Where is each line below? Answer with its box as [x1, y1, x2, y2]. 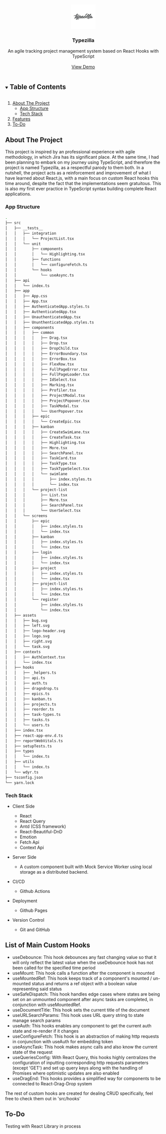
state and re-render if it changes [12, 1028, 79, 1034]
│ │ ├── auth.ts [5, 681, 48, 686]
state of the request [12, 1049, 53, 1055]
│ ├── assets [5, 613, 37, 618]
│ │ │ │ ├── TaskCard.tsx [5, 456, 77, 461]
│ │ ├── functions [5, 257, 61, 262]
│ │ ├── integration [5, 231, 56, 236]
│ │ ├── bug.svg [5, 618, 48, 623]
